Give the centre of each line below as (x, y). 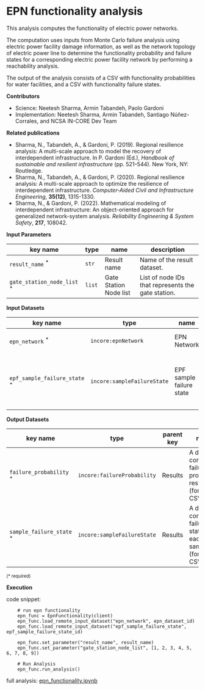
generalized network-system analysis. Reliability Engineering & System (104, 216)
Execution (19, 587)
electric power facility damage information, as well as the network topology (101, 46)
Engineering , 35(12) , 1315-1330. (55, 196)
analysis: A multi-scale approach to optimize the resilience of (92, 183)
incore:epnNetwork (117, 341)
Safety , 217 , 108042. (41, 222)
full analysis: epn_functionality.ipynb (52, 680)
